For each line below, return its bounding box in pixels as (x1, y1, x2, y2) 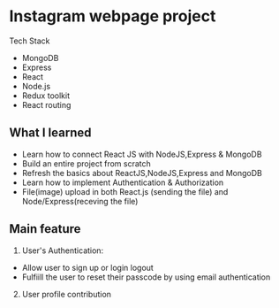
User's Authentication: (21, 245, 104, 256)
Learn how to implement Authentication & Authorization (21, 177, 224, 188)
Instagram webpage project (9, 6, 216, 27)
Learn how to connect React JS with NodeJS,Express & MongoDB (21, 149, 262, 159)
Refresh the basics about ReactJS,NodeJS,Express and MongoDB (21, 167, 262, 178)
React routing (21, 99, 72, 110)
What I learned (9, 126, 92, 141)
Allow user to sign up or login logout (21, 262, 155, 273)
